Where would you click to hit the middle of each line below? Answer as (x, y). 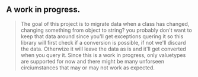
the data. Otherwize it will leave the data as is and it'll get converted (103, 49)
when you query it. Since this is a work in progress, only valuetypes (103, 55)
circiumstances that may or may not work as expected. (88, 68)
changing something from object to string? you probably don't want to (106, 30)
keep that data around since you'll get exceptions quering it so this (102, 36)
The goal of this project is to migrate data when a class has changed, (105, 24)
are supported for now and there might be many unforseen (92, 61)
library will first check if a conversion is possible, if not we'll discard (103, 42)
